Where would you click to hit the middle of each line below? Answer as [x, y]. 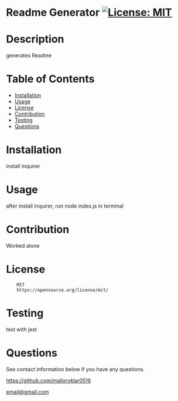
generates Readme [29, 56]
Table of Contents [50, 79]
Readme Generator [53, 13]
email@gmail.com [28, 392]
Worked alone [23, 246]
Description [35, 39]
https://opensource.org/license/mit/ [63, 290]
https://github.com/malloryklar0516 [49, 381]
